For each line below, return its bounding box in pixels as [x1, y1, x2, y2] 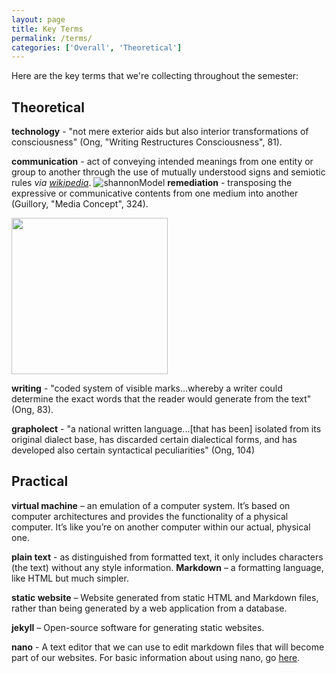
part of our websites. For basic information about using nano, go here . [11, 651, 301, 663]
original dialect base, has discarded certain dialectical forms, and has [11, 434, 298, 446]
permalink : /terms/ [11, 33, 93, 43]
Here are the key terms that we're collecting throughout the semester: [11, 70, 299, 82]
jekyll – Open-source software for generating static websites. [11, 621, 265, 633]
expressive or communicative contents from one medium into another [11, 187, 299, 200]
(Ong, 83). [11, 404, 54, 416]
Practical [11, 473, 69, 490]
